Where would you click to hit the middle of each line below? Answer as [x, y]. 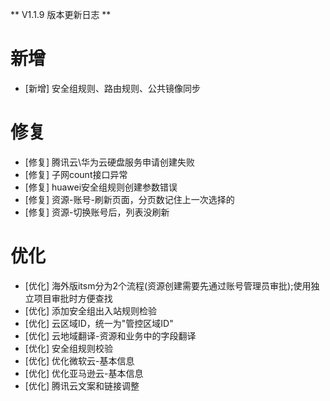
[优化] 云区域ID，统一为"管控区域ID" [99, 323]
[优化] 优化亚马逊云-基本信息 [84, 373]
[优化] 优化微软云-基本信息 [79, 360]
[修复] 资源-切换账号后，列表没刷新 [97, 212]
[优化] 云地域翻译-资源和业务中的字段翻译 [110, 335]
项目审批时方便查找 [73, 298]
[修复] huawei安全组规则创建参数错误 [101, 187]
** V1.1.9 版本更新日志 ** [61, 14]
